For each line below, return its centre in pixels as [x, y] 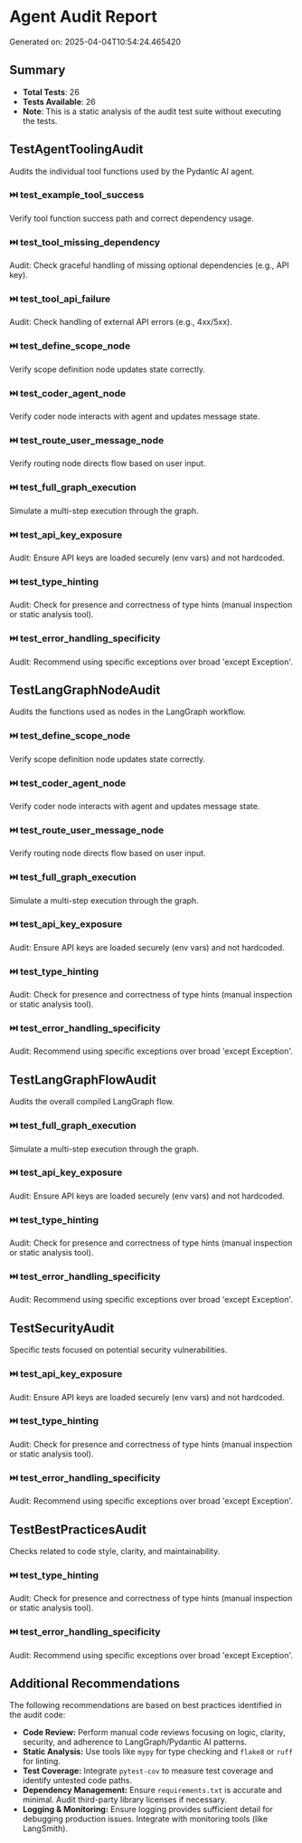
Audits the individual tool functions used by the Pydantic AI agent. [132, 171]
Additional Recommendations [95, 1683]
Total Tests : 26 [51, 91]
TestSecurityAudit [62, 1328]
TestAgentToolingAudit [76, 150]
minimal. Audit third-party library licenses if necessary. [125, 1800]
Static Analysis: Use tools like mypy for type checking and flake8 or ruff [158, 1752]
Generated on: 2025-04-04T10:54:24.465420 [95, 42]
